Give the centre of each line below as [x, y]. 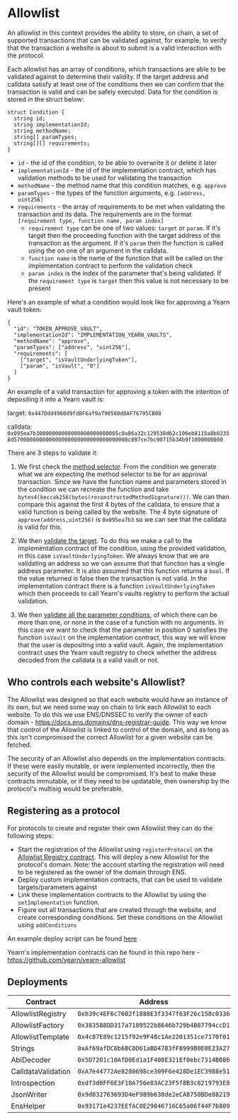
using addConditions [47, 925]
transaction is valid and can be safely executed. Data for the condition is [113, 92]
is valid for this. [40, 527]
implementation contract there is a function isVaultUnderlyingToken [116, 586]
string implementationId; [52, 125]
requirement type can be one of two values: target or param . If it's [124, 228]
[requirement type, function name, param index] [91, 221]
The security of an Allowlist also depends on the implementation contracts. [117, 758]
